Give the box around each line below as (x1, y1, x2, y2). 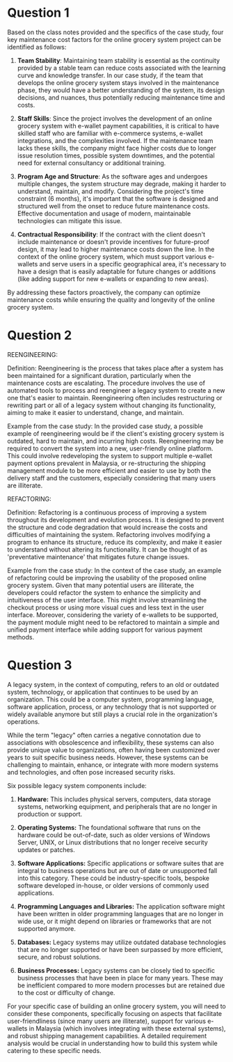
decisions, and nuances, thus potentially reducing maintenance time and (17, 93, 225, 102)
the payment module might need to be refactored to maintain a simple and (7, 618, 220, 626)
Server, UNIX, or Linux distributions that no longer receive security (17, 838, 209, 847)
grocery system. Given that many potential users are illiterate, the (7, 581, 195, 589)
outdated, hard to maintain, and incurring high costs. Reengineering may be (7, 437, 224, 445)
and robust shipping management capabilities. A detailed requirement (7, 1031, 207, 1040)
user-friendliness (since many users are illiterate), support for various (7, 1017, 207, 1025)
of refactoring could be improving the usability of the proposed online (7, 573, 207, 582)
